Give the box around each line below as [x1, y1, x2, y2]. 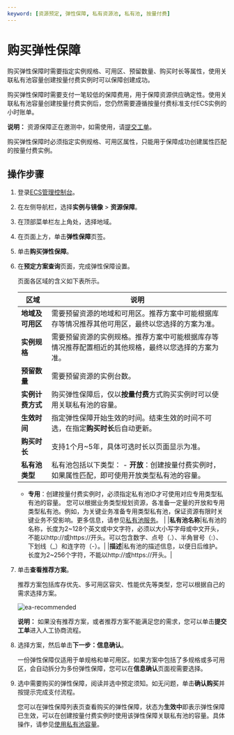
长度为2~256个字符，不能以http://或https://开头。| [27, 551, 173, 559]
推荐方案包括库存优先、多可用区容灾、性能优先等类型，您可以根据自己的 [17, 580, 225, 589]
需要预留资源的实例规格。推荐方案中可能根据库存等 [51, 332, 219, 342]
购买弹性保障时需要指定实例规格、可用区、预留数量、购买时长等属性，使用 [7, 67, 221, 75]
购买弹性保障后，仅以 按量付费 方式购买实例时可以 [51, 389, 212, 399]
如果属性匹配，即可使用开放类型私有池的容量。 [51, 471, 205, 481]
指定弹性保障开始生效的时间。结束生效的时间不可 [51, 413, 212, 423]
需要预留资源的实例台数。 [51, 371, 136, 381]
